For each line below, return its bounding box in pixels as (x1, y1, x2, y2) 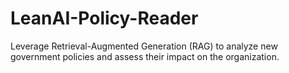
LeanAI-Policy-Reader (10, 7, 199, 30)
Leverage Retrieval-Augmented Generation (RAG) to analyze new (10, 40, 278, 52)
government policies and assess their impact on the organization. (10, 50, 280, 62)
